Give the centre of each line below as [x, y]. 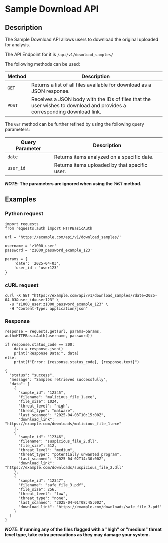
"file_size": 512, [37, 446]
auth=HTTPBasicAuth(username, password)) [49, 336]
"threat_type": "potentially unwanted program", [70, 455]
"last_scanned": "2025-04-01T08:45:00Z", [62, 503]
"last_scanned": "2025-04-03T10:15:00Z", [62, 415]
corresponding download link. [66, 112]
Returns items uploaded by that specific [101, 165]
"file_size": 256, [37, 490]
